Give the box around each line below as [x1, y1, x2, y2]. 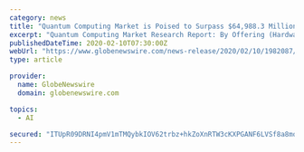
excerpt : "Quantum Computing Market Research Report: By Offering [9, 30, 265, 39]
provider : [9, 71, 47, 81]
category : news [9, 13, 67, 23]
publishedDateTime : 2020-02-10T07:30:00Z [9, 38, 168, 48]
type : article [9, 55, 63, 64]
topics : [9, 105, 39, 114]
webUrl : [9, 47, 39, 56]
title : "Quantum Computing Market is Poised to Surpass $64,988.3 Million [9, 22, 298, 31]
